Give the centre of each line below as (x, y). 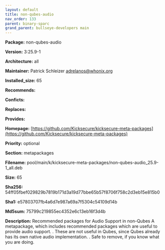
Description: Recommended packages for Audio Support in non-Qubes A (80, 221)
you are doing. (20, 242)
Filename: (16, 163)
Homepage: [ (19, 129)
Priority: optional (23, 144)
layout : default (22, 10)
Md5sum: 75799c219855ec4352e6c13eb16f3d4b (55, 211)
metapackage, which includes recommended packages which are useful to (81, 226)
